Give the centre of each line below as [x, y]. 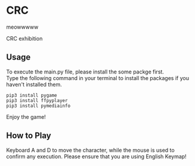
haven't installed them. [34, 84]
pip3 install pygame [32, 95]
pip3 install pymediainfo [38, 106]
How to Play [29, 136]
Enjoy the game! [26, 116]
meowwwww [22, 27]
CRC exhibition [24, 38]
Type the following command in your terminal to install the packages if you [98, 78]
